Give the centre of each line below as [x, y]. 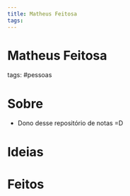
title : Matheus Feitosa [42, 14]
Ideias [25, 152]
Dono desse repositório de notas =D [70, 123]
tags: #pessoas [30, 75]
